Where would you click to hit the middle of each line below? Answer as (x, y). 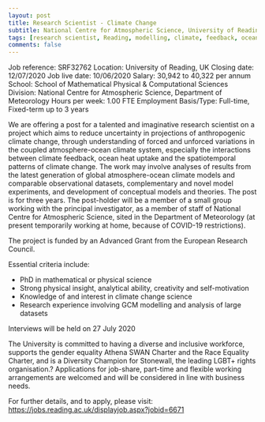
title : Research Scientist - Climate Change (82, 23)
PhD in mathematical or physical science (86, 280)
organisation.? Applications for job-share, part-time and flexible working (125, 369)
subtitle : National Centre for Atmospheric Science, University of (121, 30)
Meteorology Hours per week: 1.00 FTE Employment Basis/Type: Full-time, (129, 101)
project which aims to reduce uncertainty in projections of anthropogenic (127, 133)
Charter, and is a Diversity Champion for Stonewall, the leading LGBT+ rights (132, 361)
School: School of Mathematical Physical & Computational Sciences (118, 85)
